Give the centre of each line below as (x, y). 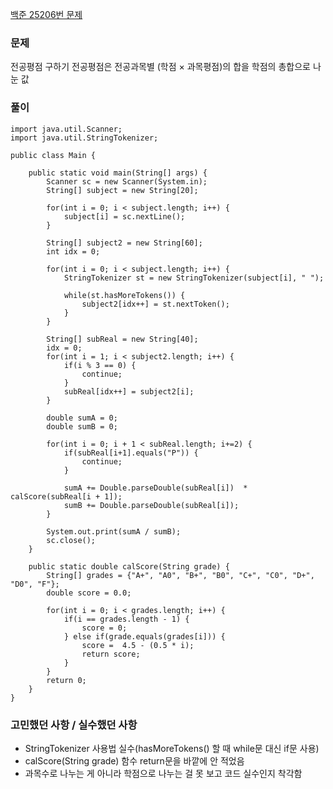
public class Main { (53, 155)
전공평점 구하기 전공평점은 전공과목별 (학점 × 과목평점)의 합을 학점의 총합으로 (160, 67)
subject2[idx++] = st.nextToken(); (155, 304)
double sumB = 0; (82, 426)
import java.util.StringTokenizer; (84, 138)
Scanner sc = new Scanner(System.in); (127, 181)
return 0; (66, 680)
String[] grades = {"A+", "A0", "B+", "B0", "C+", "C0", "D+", (180, 575)
